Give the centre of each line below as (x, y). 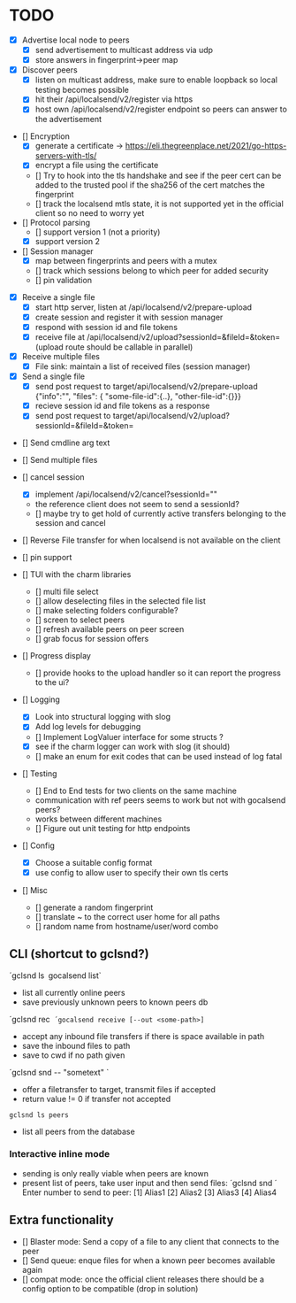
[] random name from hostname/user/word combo (127, 926)
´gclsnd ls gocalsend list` (55, 975)
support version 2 (67, 241)
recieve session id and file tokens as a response (122, 406)
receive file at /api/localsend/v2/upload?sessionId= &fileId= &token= (158, 336)
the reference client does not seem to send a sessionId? (137, 505)
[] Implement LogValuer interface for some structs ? (129, 736)
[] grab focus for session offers (92, 639)
